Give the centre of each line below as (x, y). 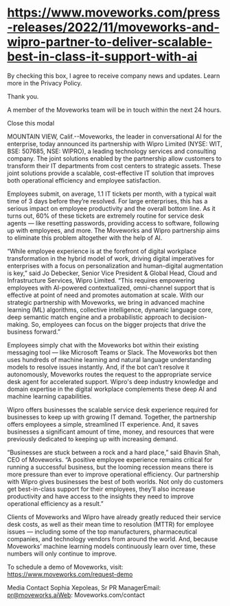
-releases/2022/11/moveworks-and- (113, 27)
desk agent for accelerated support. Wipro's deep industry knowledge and (113, 381)
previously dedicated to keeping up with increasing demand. (93, 438)
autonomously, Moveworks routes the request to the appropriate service (110, 374)
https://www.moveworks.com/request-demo (70, 574)
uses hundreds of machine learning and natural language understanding (109, 359)
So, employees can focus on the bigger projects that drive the (118, 324)
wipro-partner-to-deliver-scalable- (110, 42)
